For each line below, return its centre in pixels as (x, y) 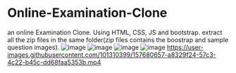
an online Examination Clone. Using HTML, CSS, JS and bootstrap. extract (115, 32)
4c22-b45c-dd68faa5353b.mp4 (54, 62)
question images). (33, 47)
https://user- (185, 47)
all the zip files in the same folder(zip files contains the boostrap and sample (118, 39)
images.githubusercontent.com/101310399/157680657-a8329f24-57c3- (112, 55)
